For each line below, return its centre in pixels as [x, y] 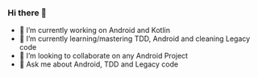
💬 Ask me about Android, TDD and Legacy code [99, 64]
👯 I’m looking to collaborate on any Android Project [104, 56]
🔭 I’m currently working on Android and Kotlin [95, 30]
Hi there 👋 [27, 13]
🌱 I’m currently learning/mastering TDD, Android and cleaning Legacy [135, 38]
